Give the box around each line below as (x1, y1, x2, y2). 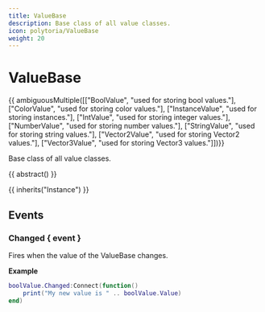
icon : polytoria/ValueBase (8, 27, 99, 35)
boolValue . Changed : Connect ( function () (8, 281, 139, 289)
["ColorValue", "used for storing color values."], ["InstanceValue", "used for (8, 104, 258, 113)
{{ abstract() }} (8, 170, 58, 179)
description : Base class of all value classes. (8, 19, 172, 27)
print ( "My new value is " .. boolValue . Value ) (23, 289, 182, 298)
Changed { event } (8, 232, 82, 244)
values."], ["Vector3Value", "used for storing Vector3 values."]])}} (8, 138, 226, 148)
